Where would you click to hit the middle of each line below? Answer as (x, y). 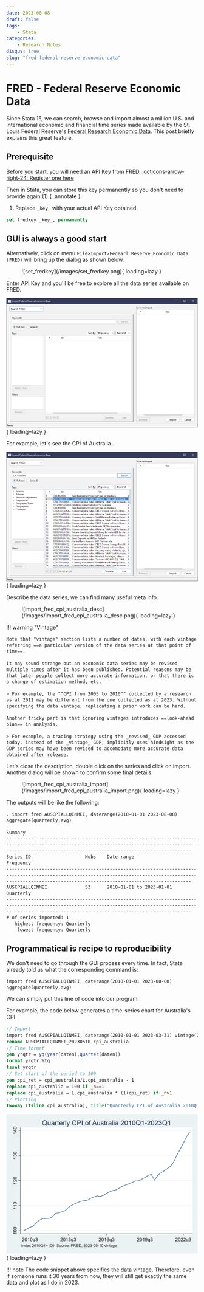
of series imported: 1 (40, 918)
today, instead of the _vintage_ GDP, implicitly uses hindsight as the (100, 743)
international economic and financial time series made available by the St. (98, 125)
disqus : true (23, 52)
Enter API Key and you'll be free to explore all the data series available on (98, 283)
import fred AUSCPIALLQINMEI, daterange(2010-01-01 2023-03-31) (89, 1035)
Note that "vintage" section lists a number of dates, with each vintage (102, 639)
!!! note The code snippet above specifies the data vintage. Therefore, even (100, 1270)
